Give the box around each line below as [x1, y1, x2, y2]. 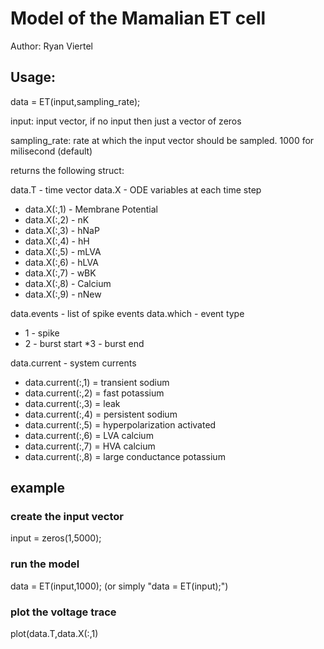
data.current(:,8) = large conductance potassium [24, 450, 226, 462]
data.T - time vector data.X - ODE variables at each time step [10, 183, 262, 196]
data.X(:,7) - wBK [24, 267, 97, 279]
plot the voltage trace [10, 605, 117, 619]
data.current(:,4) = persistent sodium [24, 408, 178, 420]
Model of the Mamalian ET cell [10, 7, 267, 30]
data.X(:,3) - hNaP [24, 224, 100, 236]
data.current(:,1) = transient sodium [24, 376, 170, 388]
